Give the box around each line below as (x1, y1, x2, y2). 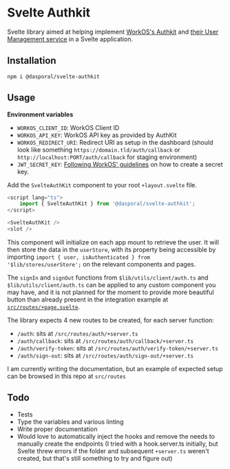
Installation (7, 55, 56, 67)
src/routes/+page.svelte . (7, 302, 81, 311)
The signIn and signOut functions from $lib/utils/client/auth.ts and (7, 273, 209, 282)
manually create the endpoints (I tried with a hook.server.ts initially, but (17, 439, 218, 448)
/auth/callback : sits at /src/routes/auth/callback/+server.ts (17, 336, 194, 345)
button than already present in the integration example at (7, 295, 169, 304)
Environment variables (7, 110, 74, 118)
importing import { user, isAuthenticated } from (7, 253, 150, 261)
